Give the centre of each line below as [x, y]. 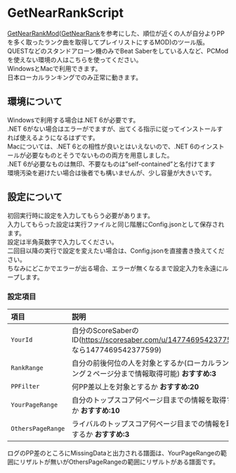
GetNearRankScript [66, 13]
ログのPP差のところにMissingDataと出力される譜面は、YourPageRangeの [114, 453]
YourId [22, 340]
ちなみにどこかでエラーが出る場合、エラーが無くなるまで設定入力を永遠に [115, 268]
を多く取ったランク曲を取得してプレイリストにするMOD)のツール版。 [108, 42]
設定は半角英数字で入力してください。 [63, 241]
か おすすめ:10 [96, 410]
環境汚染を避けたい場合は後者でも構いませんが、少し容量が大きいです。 [111, 172]
